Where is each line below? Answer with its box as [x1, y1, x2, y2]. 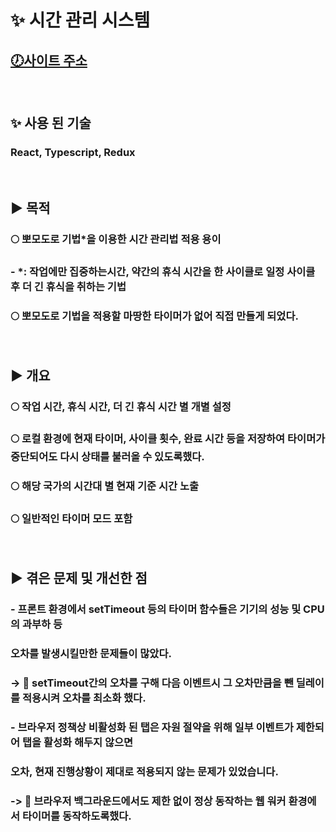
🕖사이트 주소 [10, 52, 88, 69]
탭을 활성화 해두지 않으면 [21, 735, 134, 749]
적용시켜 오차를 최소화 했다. [21, 691, 147, 705]
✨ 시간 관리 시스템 [10, 9, 151, 32]
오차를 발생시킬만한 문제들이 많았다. [10, 646, 172, 660]
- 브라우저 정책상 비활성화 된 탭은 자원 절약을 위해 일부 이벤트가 [10, 720, 294, 734]
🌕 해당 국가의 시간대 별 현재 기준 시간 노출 [10, 479, 200, 493]
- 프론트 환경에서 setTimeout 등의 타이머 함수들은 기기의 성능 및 [10, 602, 302, 616]
